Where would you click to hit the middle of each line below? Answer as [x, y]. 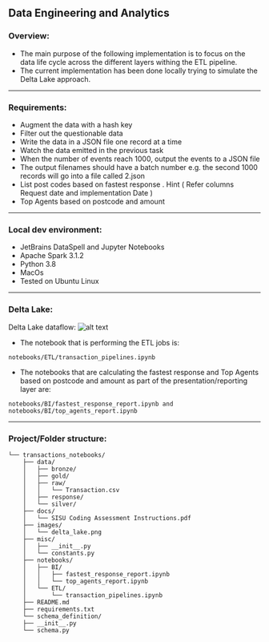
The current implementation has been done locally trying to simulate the [139, 71]
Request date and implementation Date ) [86, 192]
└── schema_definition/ [62, 616]
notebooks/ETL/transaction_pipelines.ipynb [82, 357]
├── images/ [42, 525]
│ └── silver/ [50, 504]
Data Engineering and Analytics [89, 13]
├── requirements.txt [58, 609]
